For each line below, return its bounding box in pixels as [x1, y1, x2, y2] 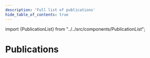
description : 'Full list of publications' [5, 7, 96, 13]
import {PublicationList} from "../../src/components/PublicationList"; [5, 26, 145, 32]
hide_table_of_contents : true [5, 12, 69, 17]
